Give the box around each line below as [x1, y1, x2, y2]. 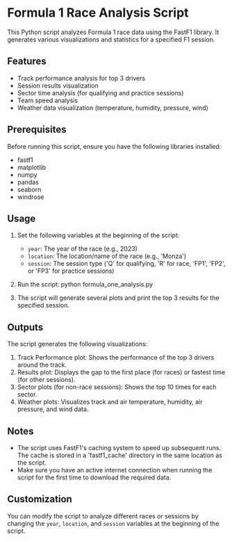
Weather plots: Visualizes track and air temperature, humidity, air [17, 398, 203, 406]
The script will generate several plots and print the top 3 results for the [17, 294, 219, 302]
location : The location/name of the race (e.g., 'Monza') [27, 252, 187, 260]
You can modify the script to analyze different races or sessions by [7, 511, 199, 520]
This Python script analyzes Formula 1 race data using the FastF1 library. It [7, 28, 219, 36]
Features [7, 56, 47, 67]
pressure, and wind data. [17, 405, 89, 413]
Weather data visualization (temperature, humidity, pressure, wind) [17, 103, 208, 112]
